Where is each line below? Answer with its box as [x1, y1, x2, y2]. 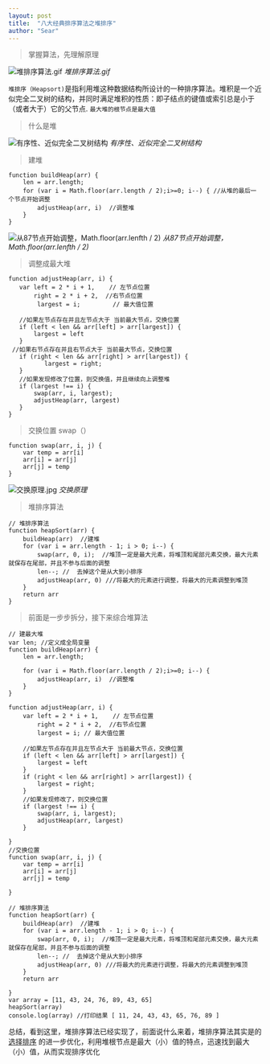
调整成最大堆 [27, 259, 71, 269]
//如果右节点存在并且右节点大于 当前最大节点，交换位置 [11, 346, 173, 354]
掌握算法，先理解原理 [27, 50, 99, 60]
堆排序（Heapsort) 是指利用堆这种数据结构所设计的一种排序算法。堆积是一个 [8, 84, 255, 93]
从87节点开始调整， [162, 233, 227, 243]
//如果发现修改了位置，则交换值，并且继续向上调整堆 [18, 376, 170, 384]
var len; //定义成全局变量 [8, 639, 90, 647]
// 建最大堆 [8, 631, 44, 639]
